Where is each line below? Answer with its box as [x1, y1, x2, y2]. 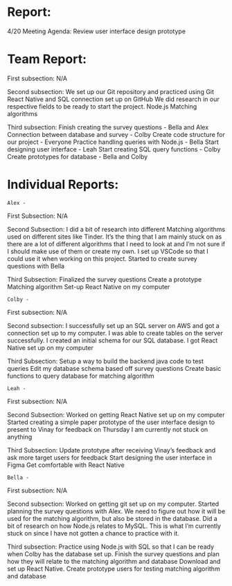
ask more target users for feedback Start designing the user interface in [7, 453, 213, 461]
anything [7, 432, 33, 441]
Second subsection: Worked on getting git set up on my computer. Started [7, 500, 220, 508]
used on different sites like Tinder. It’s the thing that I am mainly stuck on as [7, 232, 222, 241]
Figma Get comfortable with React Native [7, 461, 125, 469]
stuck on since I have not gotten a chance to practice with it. [7, 529, 180, 537]
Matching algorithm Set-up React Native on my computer [7, 282, 170, 291]
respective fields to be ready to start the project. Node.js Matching [7, 102, 197, 111]
